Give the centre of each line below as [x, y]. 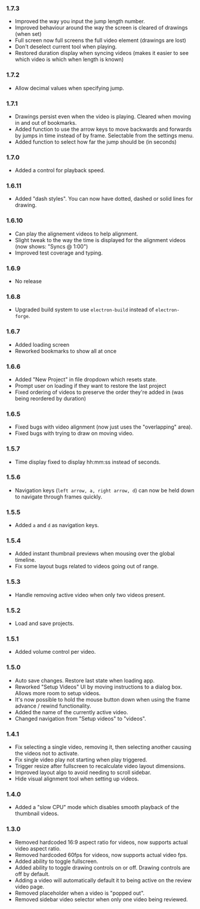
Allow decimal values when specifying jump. [69, 88]
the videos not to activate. [47, 753]
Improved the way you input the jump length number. [80, 22]
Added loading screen [42, 344]
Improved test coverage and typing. [59, 253]
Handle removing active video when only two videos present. [90, 595]
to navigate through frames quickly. [59, 497]
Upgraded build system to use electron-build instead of [84, 310]
